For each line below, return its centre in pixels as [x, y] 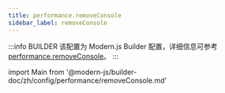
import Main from [36, 72]
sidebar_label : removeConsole [58, 23]
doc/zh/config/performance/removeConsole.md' [88, 80]
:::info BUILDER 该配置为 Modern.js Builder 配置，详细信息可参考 [113, 46]
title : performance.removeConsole [65, 15]
